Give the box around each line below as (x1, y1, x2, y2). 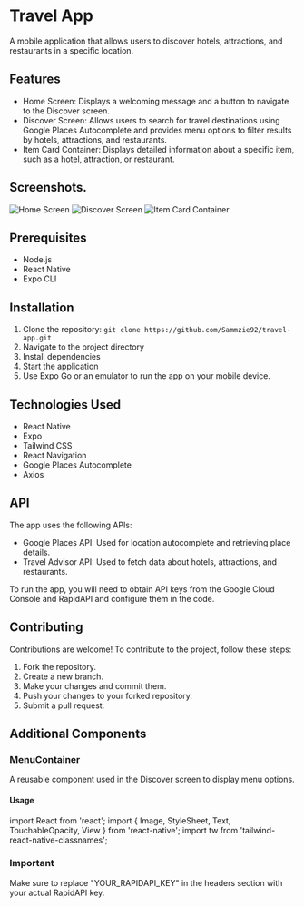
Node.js (22, 254, 53, 265)
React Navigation (22, 450, 87, 460)
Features (9, 72, 61, 87)
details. (22, 547, 51, 557)
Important (9, 857, 54, 870)
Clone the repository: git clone (22, 324, 141, 335)
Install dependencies (22, 351, 102, 362)
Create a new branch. (22, 671, 104, 682)
